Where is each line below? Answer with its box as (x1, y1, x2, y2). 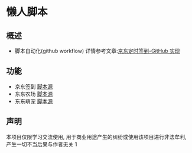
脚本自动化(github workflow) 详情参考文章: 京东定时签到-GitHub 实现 (14, 48, 180, 54)
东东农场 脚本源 (14, 90, 53, 97)
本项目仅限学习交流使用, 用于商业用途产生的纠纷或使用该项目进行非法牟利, (6, 133, 187, 140)
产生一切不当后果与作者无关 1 (6, 141, 77, 148)
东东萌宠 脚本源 (14, 98, 53, 105)
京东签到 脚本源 (14, 83, 53, 90)
